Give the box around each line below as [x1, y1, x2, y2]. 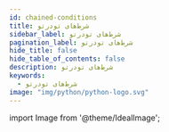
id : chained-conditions [9, 12, 98, 22]
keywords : [9, 71, 46, 80]
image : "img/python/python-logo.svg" [9, 87, 149, 96]
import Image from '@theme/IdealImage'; [9, 112, 160, 123]
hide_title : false [9, 46, 77, 55]
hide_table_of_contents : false [9, 54, 125, 63]
